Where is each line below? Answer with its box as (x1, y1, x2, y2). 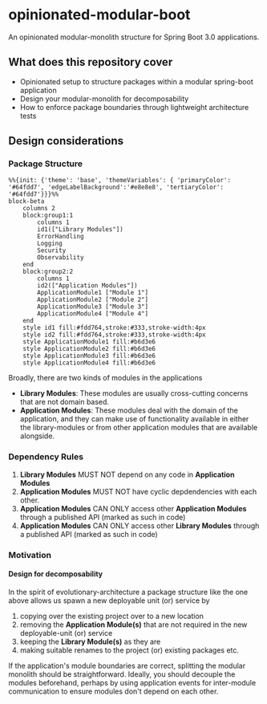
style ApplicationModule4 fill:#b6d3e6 (22, 359, 156, 367)
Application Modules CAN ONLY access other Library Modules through (19, 520, 260, 531)
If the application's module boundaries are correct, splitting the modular (8, 661, 246, 670)
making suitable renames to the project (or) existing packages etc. (19, 645, 239, 655)
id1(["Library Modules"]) (37, 226, 124, 234)
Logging (37, 239, 63, 248)
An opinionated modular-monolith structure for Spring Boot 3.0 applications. (8, 32, 260, 42)
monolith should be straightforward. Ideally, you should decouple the (8, 669, 236, 679)
